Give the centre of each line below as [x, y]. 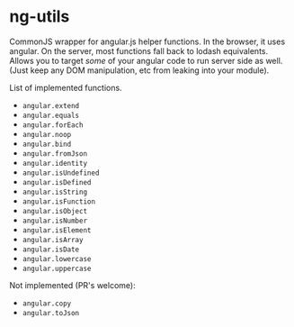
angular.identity [55, 163]
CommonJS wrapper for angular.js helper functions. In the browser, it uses [147, 41]
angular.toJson [51, 313]
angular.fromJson [55, 154]
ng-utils [40, 17]
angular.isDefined [57, 182]
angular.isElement [57, 230]
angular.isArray [53, 240]
